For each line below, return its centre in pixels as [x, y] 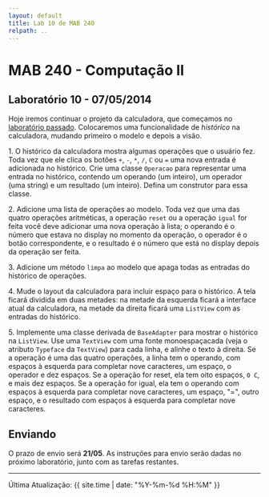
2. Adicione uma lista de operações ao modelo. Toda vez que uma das [124, 210]
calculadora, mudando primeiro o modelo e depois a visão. [105, 136]
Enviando [32, 434]
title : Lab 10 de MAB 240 [51, 23]
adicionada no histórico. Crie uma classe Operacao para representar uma [127, 168]
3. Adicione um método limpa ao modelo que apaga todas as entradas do [129, 267]
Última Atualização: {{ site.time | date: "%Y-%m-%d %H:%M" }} [114, 485]
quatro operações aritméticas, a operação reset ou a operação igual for [128, 218]
